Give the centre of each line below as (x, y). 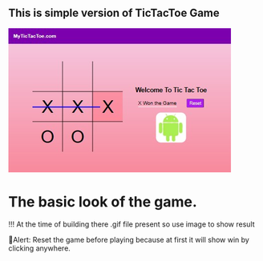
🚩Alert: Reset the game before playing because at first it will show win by (129, 239)
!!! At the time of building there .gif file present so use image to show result (131, 224)
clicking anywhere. (39, 248)
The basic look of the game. (103, 202)
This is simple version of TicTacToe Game (114, 13)
